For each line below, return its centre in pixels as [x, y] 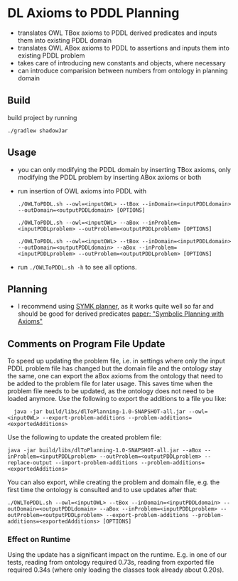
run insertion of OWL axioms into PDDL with [82, 191]
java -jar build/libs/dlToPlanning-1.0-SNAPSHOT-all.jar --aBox [104, 451]
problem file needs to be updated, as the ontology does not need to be [111, 391]
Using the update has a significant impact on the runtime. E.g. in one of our [117, 555]
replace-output [30, 463]
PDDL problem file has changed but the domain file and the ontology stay [115, 368]
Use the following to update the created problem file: [85, 437]
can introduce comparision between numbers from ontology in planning [123, 70]
